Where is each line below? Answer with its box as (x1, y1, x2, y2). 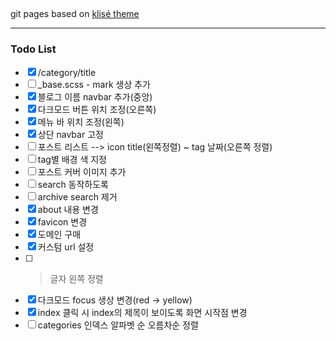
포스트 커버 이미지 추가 (37, 165, 127, 178)
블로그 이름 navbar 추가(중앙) (37, 90, 153, 103)
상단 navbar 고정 (37, 128, 104, 140)
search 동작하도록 (37, 178, 109, 190)
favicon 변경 (37, 215, 88, 228)
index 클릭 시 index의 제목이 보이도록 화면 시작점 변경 (37, 306, 248, 318)
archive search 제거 (37, 190, 118, 203)
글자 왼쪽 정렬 (49, 272, 104, 284)
